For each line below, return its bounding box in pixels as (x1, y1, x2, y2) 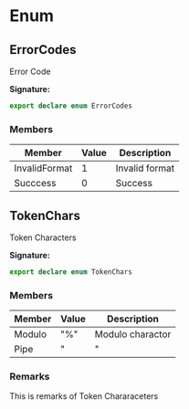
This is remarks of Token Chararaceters (9, 391, 159, 402)
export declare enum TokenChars (9, 267, 132, 277)
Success (115, 177, 153, 190)
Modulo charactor (94, 328, 172, 341)
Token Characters (9, 232, 77, 243)
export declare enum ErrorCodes (9, 101, 132, 110)
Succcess (14, 177, 57, 190)
